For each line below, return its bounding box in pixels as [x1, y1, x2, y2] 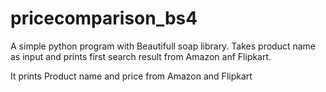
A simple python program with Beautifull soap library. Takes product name [10, 40, 317, 52]
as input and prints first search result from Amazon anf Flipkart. [10, 50, 272, 62]
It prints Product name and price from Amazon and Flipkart [10, 70, 253, 82]
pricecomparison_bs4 [10, 7, 198, 30]
